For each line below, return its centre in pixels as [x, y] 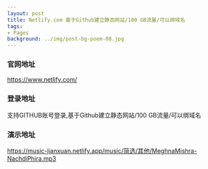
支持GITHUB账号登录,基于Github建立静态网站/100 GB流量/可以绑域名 [104, 115]
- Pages [18, 33]
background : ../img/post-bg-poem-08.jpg [66, 39]
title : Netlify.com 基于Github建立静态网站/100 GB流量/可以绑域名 [96, 20]
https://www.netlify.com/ [42, 80]
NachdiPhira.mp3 [32, 159]
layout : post [26, 13]
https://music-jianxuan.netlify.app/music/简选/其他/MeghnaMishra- [102, 151]
